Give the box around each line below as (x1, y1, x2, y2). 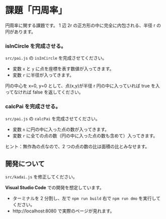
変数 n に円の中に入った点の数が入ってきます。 (12, 126, 110, 132)
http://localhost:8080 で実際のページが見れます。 (12, 208, 115, 214)
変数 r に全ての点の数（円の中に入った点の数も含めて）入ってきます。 (12, 133, 158, 139)
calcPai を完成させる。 (5, 103, 61, 110)
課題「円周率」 (5, 5, 67, 16)
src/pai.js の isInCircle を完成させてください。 (5, 55, 107, 61)
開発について (5, 159, 45, 168)
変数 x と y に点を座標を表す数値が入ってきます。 (12, 66, 114, 72)
